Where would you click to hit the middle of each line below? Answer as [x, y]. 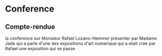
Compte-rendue [30, 27]
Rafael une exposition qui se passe [40, 49]
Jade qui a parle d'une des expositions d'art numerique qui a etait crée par [80, 43]
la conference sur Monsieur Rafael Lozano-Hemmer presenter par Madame [81, 38]
